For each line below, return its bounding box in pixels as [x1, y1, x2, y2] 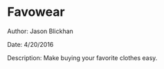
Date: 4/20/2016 [7, 40, 54, 48]
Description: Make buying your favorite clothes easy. [7, 53, 158, 62]
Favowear [7, 4, 65, 20]
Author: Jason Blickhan [7, 27, 74, 35]
